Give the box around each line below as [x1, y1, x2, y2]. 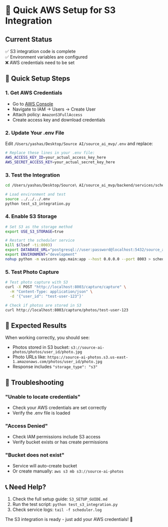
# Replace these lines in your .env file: [5, 150, 95, 155]
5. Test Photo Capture [5, 268, 59, 275]
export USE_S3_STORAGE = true [5, 229, 64, 234]
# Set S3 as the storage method [5, 224, 72, 229]
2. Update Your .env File [5, 129, 64, 136]
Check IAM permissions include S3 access [12, 434, 101, 440]
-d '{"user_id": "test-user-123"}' [9, 294, 84, 299]
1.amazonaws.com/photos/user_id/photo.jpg [12, 359, 102, 364]
